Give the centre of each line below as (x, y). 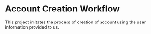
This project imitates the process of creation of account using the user (75, 22)
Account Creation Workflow (63, 9)
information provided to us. (32, 27)
